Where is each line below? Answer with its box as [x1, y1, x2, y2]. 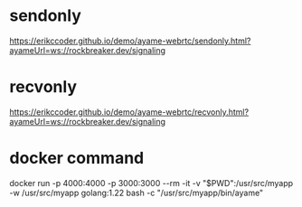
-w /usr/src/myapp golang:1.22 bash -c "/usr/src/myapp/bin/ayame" [9, 187, 264, 198]
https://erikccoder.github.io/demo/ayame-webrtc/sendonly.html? [9, 35, 251, 46]
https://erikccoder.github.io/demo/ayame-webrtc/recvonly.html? [9, 106, 250, 118]
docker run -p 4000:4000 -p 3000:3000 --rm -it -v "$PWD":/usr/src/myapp [9, 177, 294, 188]
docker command [9, 148, 145, 168]
